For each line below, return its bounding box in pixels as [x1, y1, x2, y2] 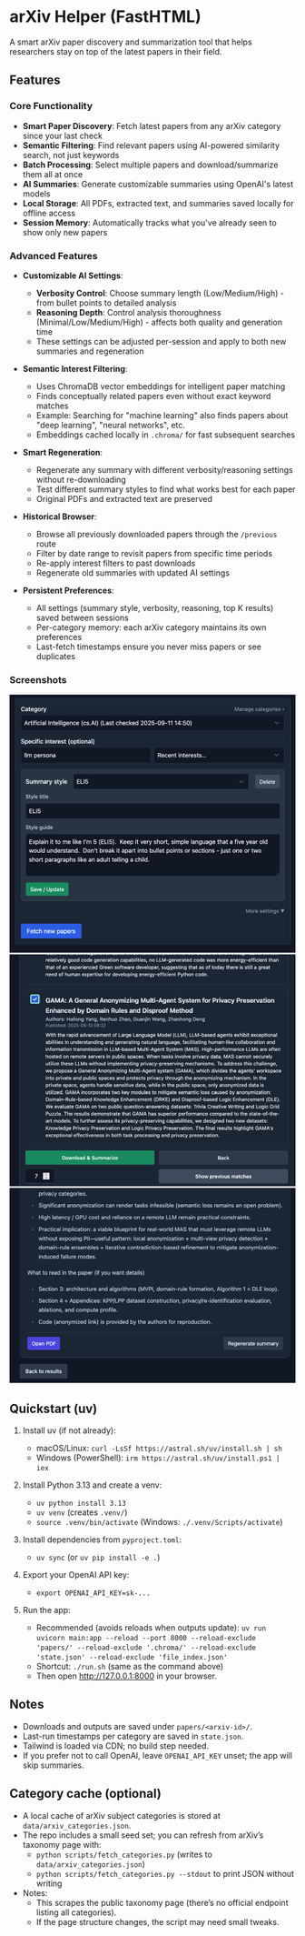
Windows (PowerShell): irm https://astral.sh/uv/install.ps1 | [35, 1452, 280, 1463]
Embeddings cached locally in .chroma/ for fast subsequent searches [35, 429, 296, 440]
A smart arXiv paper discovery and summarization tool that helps [9, 36, 252, 47]
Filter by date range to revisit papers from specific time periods [35, 547, 273, 558]
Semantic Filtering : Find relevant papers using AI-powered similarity [22, 139, 280, 151]
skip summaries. [22, 1760, 84, 1770]
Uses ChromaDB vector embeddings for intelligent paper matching [35, 380, 286, 392]
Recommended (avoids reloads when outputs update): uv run [35, 1622, 266, 1633]
